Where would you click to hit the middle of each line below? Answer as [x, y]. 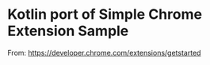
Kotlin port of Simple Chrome [105, 14]
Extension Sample [68, 31]
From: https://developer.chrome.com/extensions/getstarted [104, 52]
